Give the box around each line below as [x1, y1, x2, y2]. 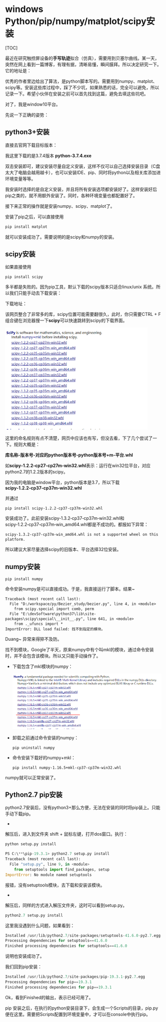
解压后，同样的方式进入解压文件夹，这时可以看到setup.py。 [5, 902, 127, 908]
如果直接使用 [5, 264, 31, 270]
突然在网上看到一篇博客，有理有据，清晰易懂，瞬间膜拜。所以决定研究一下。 [5, 61, 162, 67]
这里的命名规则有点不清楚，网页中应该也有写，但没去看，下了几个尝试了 [5, 435, 153, 441]
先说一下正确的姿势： [5, 112, 49, 118]
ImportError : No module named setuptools [5, 872, 92, 877]
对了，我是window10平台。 [5, 101, 60, 107]
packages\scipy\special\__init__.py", [5, 616, 85, 621]
